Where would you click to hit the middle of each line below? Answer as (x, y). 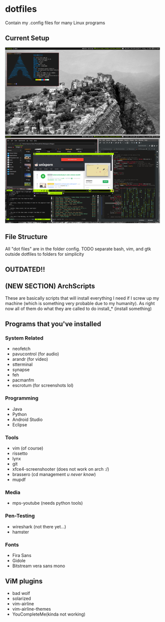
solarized (21, 598)
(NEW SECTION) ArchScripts (50, 286)
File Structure (26, 237)
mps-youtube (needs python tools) (47, 503)
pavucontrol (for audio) (36, 354)
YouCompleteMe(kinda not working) (49, 614)
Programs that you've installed (53, 324)
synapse (21, 370)
